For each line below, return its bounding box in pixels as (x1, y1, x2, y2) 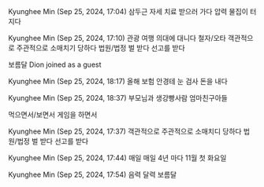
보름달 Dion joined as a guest (8, 60, 102, 69)
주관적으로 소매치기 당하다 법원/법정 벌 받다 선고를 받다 (16, 43, 185, 53)
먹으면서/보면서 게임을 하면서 (8, 110, 98, 119)
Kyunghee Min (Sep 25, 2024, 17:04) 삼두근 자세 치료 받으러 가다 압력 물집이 (8, 7, 248, 16)
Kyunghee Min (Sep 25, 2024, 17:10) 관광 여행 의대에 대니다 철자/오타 (8, 34, 226, 42)
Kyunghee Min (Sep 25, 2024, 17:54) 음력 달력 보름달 (8, 170, 177, 179)
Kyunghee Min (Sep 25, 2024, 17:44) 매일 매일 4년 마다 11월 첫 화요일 (8, 153, 227, 163)
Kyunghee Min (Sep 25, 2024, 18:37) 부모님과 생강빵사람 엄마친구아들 (8, 93, 229, 102)
